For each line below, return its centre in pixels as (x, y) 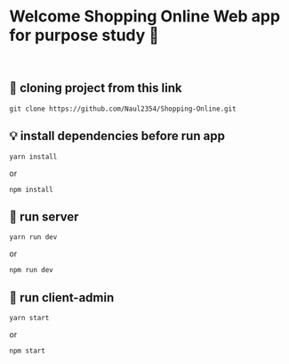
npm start (28, 351)
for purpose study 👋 (84, 35)
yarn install (33, 157)
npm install (31, 189)
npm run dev (31, 270)
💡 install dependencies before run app (117, 136)
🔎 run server (44, 216)
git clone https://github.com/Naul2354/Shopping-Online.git (123, 109)
